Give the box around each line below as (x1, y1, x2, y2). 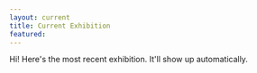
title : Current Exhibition (9, 21, 111, 30)
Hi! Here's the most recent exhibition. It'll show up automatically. (9, 54, 248, 65)
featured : (9, 29, 47, 38)
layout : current (9, 12, 70, 22)
